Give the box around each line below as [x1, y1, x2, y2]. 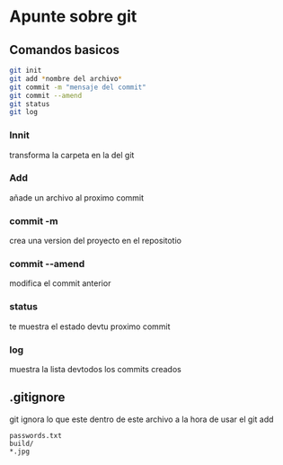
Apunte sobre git [9, 6, 137, 27]
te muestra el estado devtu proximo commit [9, 321, 171, 332]
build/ [9, 439, 34, 448]
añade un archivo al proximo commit [9, 192, 145, 203]
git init [9, 66, 42, 75]
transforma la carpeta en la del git [9, 149, 135, 160]
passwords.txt [9, 431, 63, 440]
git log [9, 108, 39, 117]
